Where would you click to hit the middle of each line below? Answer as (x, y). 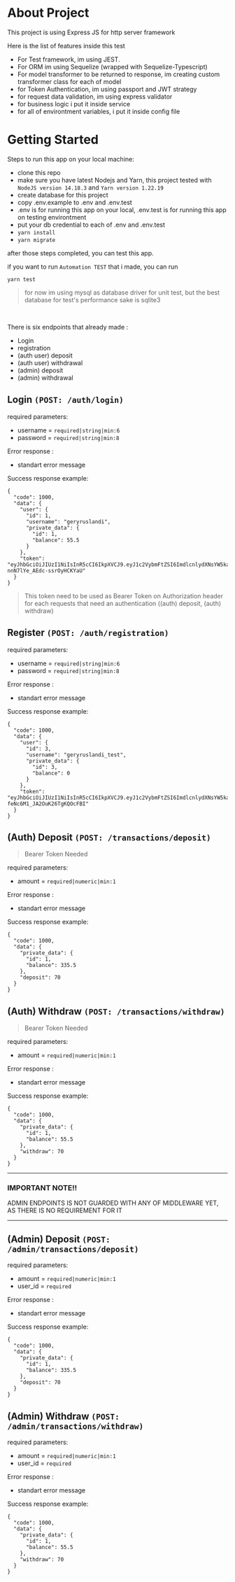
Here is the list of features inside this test (66, 45)
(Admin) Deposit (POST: (59, 1239)
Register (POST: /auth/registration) (88, 633)
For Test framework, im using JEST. (69, 59)
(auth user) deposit (45, 355)
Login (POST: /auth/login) (65, 400)
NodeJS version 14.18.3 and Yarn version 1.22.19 (91, 188)
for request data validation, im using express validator (95, 97)
